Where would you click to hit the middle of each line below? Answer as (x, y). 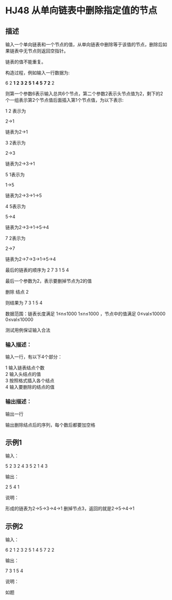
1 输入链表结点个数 (25, 368)
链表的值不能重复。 (26, 62)
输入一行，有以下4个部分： (34, 357)
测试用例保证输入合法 (28, 330)
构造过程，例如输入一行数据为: (38, 73)
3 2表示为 (16, 143)
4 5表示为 (16, 206)
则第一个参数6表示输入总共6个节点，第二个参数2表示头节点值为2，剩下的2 (84, 94)
